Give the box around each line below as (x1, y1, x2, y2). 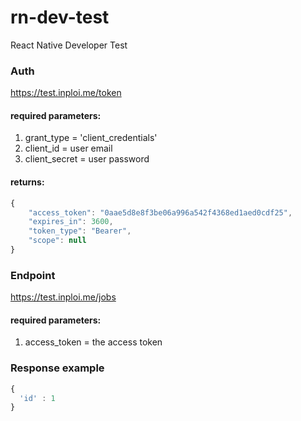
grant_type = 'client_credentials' (24, 132, 158, 144)
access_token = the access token (24, 336, 163, 348)
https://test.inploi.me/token (10, 87, 122, 99)
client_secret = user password (24, 153, 150, 165)
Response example (10, 361, 105, 375)
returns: (10, 176, 45, 188)
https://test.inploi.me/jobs (10, 291, 117, 303)
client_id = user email (24, 142, 113, 155)
